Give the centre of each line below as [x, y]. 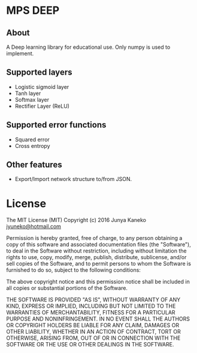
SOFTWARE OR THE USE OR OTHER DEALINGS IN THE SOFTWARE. [90, 345]
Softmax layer [32, 99]
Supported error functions [56, 125]
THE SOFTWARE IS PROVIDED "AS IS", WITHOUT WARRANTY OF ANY [93, 300]
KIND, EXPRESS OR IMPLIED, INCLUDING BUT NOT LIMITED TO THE [91, 306]
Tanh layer [28, 93]
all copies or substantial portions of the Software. [67, 288]
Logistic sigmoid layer [42, 87]
